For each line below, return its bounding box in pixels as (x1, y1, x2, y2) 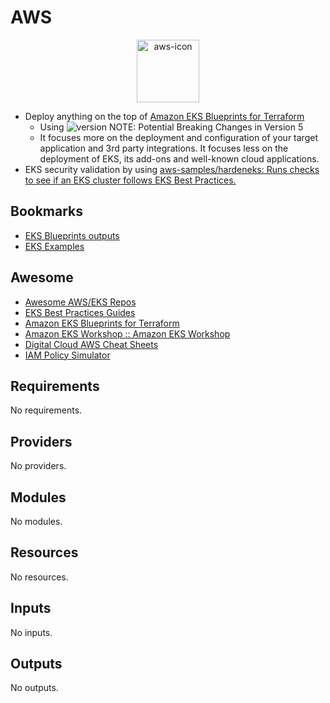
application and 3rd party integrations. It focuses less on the (39, 142, 289, 154)
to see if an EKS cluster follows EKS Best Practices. (24, 174, 237, 186)
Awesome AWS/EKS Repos (24, 296, 137, 308)
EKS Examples (24, 240, 85, 252)
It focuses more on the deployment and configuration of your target (39, 131, 318, 143)
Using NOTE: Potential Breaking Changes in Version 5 (39, 121, 304, 133)
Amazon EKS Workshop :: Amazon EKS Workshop (24, 327, 231, 340)
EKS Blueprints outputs (24, 229, 120, 241)
